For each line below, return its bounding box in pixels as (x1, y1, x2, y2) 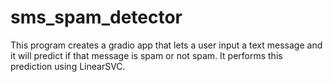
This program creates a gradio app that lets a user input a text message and (10, 39, 323, 51)
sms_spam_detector (10, 6, 183, 29)
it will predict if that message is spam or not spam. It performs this (10, 49, 283, 61)
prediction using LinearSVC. (10, 60, 126, 72)
